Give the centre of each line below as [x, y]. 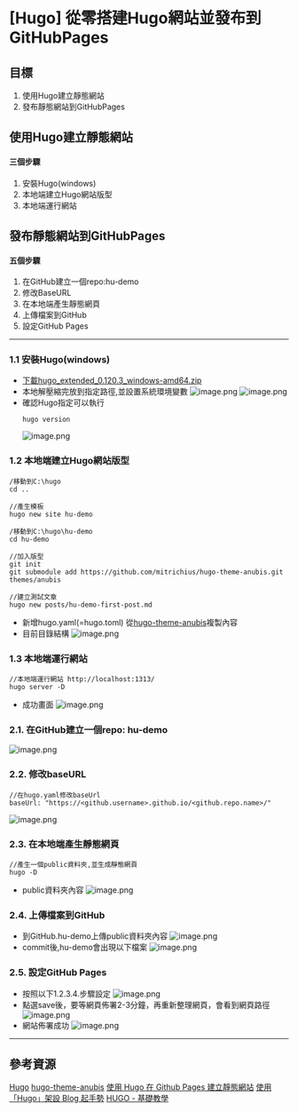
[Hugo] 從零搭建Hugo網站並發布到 [135, 18]
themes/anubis [35, 580]
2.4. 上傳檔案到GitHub [57, 915]
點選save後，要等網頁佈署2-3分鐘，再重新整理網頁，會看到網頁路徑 [146, 1005]
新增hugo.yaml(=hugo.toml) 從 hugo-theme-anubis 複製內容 [129, 622]
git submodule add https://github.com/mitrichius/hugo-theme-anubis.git [146, 572]
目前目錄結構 [45, 633]
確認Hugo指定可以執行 [63, 403]
